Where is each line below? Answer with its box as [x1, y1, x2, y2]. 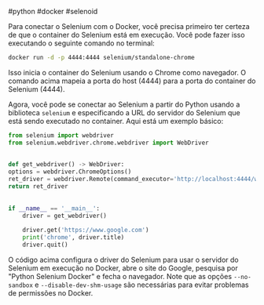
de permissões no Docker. [8, 288, 93, 297]
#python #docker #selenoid [8, 7, 98, 16]
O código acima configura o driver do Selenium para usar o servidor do [8, 255, 239, 264]
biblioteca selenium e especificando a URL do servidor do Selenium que [8, 107, 241, 117]
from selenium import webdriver [8, 131, 114, 140]
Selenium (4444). [8, 84, 65, 93]
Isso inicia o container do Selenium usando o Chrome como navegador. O [8, 67, 246, 77]
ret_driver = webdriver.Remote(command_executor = [8, 176, 174, 183]
